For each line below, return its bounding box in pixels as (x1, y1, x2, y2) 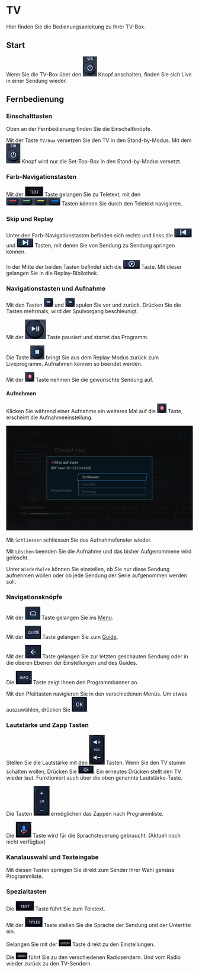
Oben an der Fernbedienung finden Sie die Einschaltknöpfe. (6, 125, 152, 133)
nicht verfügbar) (6, 838, 46, 845)
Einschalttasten (6, 112, 53, 120)
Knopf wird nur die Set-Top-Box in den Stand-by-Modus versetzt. (21, 158, 182, 165)
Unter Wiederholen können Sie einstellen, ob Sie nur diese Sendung (6, 566, 170, 573)
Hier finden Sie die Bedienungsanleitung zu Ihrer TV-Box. (6, 23, 146, 30)
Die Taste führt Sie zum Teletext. (6, 905, 105, 912)
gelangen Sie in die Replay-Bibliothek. (6, 270, 99, 277)
